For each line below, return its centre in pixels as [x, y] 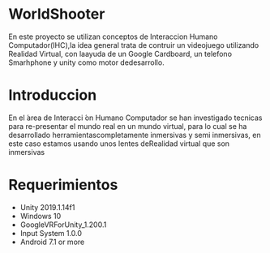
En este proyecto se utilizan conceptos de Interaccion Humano [113, 36]
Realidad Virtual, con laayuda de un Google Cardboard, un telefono [120, 54]
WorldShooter [57, 14]
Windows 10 [41, 216]
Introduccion [53, 95]
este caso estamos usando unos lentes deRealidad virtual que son [119, 144]
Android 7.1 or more [52, 242]
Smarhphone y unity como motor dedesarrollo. [86, 62]
